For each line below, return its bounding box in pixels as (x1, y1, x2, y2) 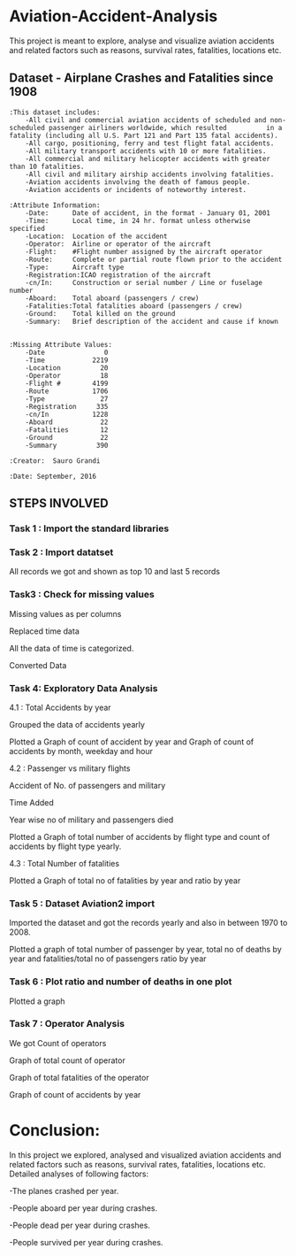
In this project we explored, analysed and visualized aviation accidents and (9, 1149, 282, 1160)
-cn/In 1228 (25, 410, 109, 419)
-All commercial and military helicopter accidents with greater (25, 154, 271, 163)
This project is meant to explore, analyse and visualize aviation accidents (9, 35, 275, 46)
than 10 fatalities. (9, 162, 86, 171)
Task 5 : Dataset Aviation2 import (9, 897, 156, 909)
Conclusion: (9, 1121, 101, 1141)
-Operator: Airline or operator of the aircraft (25, 239, 212, 249)
